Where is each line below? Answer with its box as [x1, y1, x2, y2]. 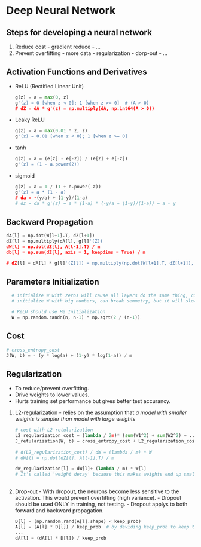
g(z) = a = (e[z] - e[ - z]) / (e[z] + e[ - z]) [14, 156, 128, 162]
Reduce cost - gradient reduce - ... [14, 43, 100, 50]
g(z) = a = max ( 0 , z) [14, 94, 69, 100]
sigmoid [14, 172, 35, 179]
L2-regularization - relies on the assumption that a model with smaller [14, 409, 187, 416]
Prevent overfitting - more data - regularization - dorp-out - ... [14, 50, 167, 57]
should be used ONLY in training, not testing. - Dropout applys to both [14, 500, 188, 508]
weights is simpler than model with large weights [14, 415, 136, 423]
